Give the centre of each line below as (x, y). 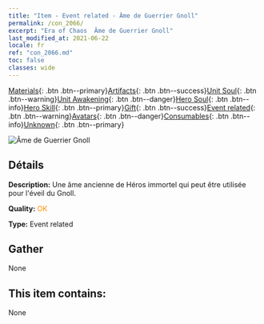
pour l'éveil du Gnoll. (42, 193)
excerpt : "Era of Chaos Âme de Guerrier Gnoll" (91, 30)
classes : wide (32, 68)
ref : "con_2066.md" (41, 53)
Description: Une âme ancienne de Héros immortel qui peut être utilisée (127, 184)
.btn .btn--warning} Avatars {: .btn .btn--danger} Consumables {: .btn (119, 116)
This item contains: (57, 293)
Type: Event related (41, 224)
